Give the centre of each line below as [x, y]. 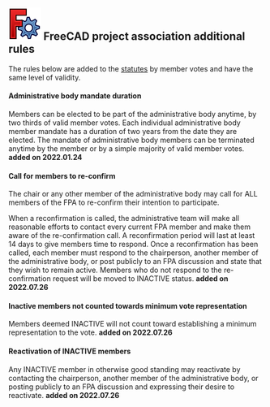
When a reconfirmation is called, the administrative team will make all [124, 219]
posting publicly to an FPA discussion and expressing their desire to [122, 387]
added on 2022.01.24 [45, 158]
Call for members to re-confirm [62, 175]
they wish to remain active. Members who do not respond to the [115, 270]
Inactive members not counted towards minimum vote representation [128, 305]
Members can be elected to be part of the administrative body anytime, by [133, 115]
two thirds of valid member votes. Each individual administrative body [124, 123]
